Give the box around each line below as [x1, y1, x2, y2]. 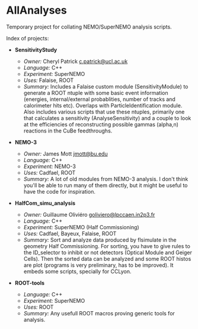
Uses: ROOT [23, 303, 54, 311]
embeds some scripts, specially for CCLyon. [23, 268, 132, 275]
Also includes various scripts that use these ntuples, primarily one [23, 108, 185, 115]
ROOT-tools [14, 279, 45, 286]
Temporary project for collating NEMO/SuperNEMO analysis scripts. [6, 23, 172, 30]
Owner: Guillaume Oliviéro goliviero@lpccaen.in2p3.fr [23, 211, 155, 218]
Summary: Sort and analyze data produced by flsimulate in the [23, 236, 177, 243]
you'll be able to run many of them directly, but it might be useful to [23, 182, 188, 189]
